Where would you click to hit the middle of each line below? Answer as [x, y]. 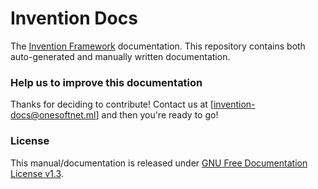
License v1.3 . [37, 173]
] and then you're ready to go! [157, 115]
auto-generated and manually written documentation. [120, 56]
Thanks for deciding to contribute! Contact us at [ [112, 104]
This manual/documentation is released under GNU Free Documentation [159, 163]
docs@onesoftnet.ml [53, 115]
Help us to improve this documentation [106, 82]
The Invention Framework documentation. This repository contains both [158, 46]
